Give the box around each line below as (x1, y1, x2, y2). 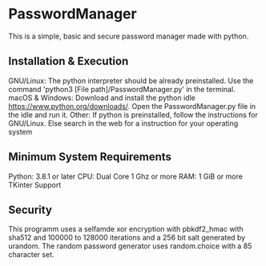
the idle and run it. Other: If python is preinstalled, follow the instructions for (8, 110, 258, 119)
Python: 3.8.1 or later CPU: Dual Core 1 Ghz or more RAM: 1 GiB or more (8, 171, 243, 181)
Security (8, 203, 52, 216)
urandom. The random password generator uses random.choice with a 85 (8, 241, 252, 251)
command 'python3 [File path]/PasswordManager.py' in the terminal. (8, 84, 236, 94)
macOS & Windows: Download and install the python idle (8, 93, 196, 103)
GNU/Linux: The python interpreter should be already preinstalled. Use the (8, 75, 254, 85)
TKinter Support (8, 179, 62, 189)
